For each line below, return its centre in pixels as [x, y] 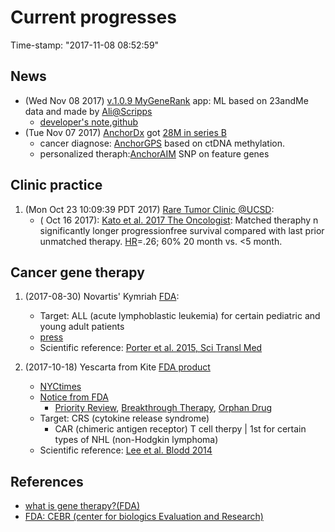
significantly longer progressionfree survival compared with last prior [182, 230]
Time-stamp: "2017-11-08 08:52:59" [85, 45]
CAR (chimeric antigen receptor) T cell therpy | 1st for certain [180, 429]
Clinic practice [56, 185]
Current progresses [93, 17]
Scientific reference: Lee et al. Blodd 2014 [126, 450]
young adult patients [82, 327]
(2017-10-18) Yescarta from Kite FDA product [117, 367]
